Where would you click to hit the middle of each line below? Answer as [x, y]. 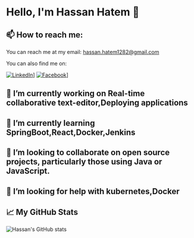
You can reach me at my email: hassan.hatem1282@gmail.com [83, 52]
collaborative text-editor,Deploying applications [97, 103]
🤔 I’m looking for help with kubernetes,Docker [93, 191]
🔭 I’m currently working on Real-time [76, 93]
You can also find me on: [37, 64]
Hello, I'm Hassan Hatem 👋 [73, 12]
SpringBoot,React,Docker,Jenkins [71, 132]
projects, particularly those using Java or [84, 162]
